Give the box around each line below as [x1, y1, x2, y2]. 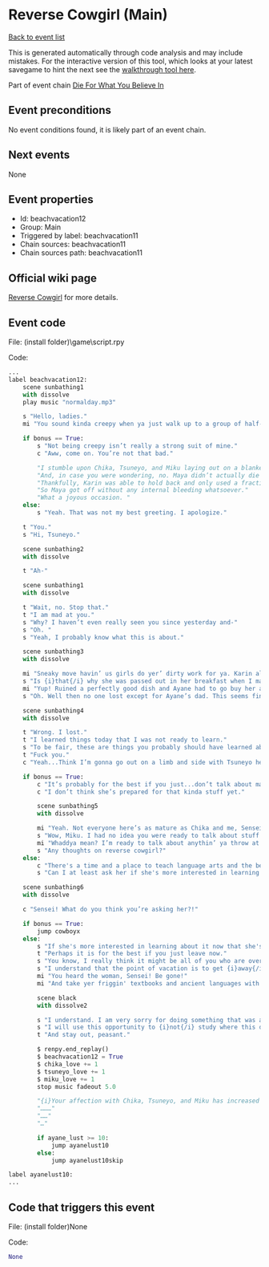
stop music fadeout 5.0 [37, 1082, 116, 1090]
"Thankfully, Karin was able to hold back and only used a [37, 479, 239, 487]
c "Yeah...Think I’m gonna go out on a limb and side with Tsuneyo [22, 758, 252, 766]
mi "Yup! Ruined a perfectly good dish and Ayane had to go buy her [22, 684, 256, 692]
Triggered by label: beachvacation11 [19, 231, 139, 241]
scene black [37, 993, 78, 1002]
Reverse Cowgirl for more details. [8, 293, 118, 303]
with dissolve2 [37, 1001, 88, 1009]
